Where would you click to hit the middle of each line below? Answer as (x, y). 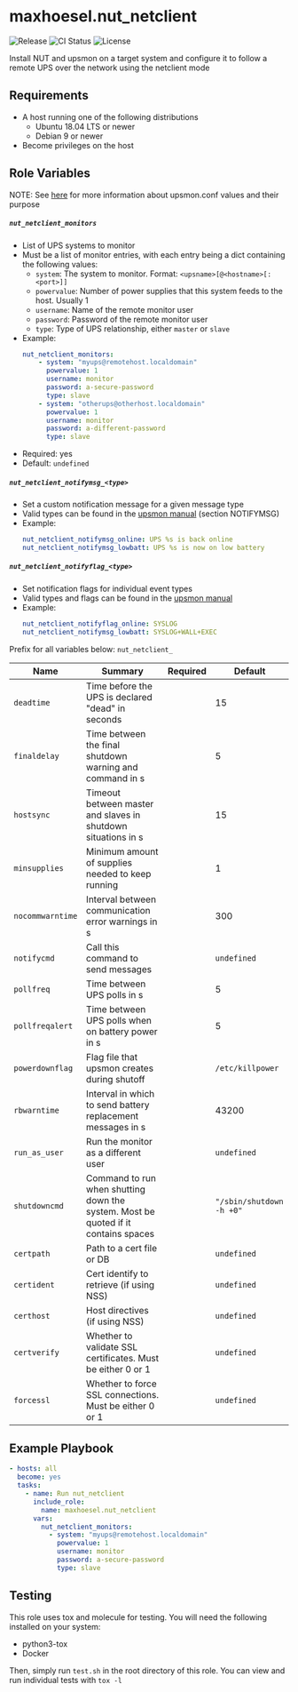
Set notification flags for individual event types (107, 588)
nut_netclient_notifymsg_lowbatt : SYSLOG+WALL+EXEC (119, 632)
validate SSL (112, 1346)
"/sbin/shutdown (249, 1201)
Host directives (117, 1310)
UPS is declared (119, 697)
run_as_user (39, 1152)
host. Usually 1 (62, 300)
